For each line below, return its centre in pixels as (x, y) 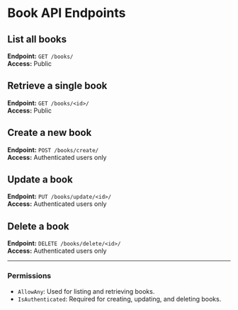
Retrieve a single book (57, 86)
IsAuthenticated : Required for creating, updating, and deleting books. (119, 299)
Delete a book (38, 226)
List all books (37, 39)
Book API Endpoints (67, 13)
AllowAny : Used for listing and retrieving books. (86, 291)
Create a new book (50, 133)
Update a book (40, 179)
